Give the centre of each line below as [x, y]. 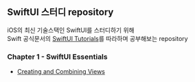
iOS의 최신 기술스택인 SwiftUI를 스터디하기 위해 [71, 30]
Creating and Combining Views [61, 72]
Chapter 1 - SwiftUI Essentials [57, 57]
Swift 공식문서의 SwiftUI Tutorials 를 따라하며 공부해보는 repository [97, 38]
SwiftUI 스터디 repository [60, 12]
